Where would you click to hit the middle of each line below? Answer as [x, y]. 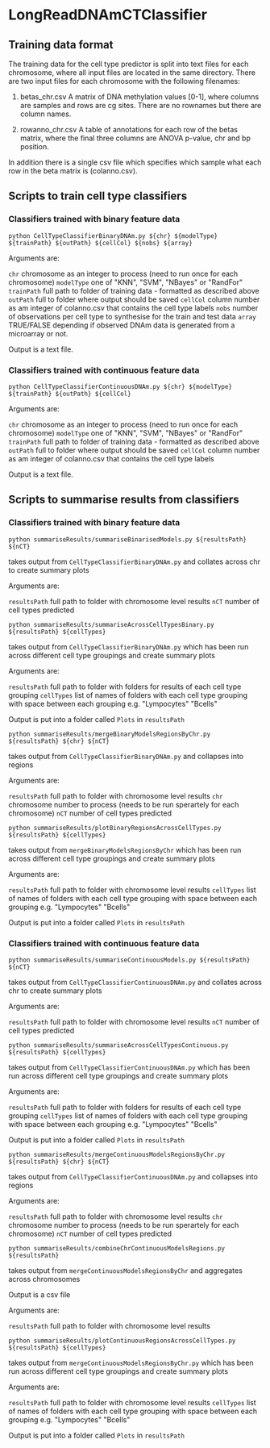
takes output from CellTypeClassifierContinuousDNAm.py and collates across [135, 982]
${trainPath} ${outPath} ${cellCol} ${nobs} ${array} [101, 243]
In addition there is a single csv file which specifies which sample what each [135, 162]
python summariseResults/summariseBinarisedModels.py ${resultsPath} [128, 539]
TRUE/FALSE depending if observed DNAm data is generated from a [122, 325]
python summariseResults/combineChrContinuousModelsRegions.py [117, 1248]
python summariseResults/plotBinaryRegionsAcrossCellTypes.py [115, 828]
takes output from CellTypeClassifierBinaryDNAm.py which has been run [129, 646]
